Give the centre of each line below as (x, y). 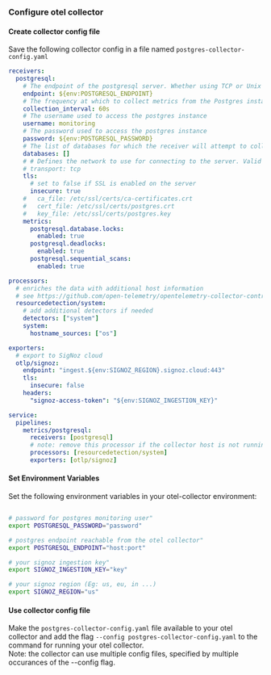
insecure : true (55, 191)
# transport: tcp (52, 169)
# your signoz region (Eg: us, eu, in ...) (83, 585)
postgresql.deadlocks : (68, 244)
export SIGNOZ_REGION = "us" (54, 592)
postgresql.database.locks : (77, 228)
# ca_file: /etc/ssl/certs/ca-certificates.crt (108, 199)
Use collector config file (50, 610)
